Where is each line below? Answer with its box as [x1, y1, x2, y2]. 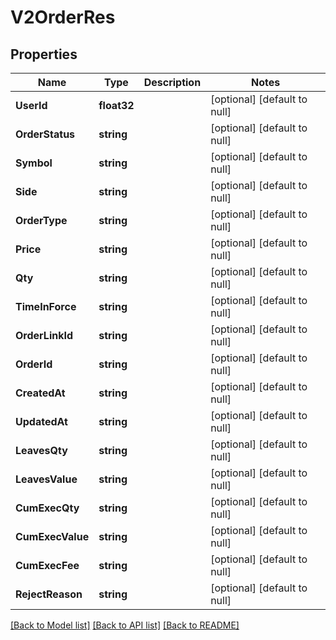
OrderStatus [15, 127, 76, 141]
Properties [10, 46, 78, 63]
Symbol [15, 156, 53, 170]
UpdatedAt [15, 415, 68, 428]
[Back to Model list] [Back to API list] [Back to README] [10, 619, 240, 631]
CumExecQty [15, 501, 80, 515]
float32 [98, 99, 135, 112]
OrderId [15, 357, 53, 371]
